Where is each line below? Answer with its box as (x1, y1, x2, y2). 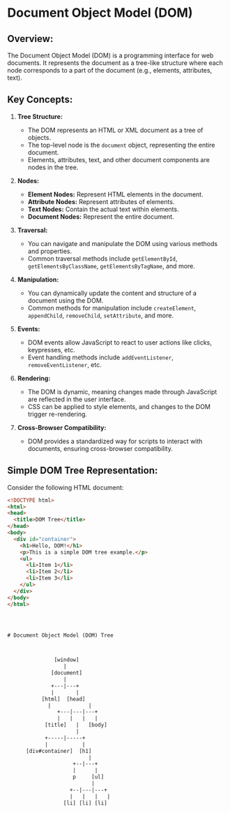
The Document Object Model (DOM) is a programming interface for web (7, 51, 214, 59)
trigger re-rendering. (27, 410, 88, 418)
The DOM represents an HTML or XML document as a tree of (27, 126, 204, 134)
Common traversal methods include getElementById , (27, 254, 178, 263)
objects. (27, 133, 51, 141)
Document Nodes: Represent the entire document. (27, 212, 174, 221)
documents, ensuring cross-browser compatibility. (27, 444, 173, 452)
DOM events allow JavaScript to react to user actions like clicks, (27, 338, 213, 347)
